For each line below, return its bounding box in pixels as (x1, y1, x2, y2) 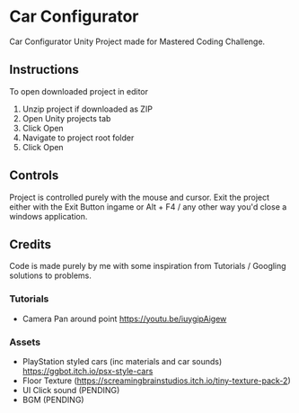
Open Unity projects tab (22, 112, 111, 123)
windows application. (9, 211, 88, 221)
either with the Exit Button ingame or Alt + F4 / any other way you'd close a (9, 201, 287, 212)
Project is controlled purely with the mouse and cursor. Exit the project (9, 192, 270, 202)
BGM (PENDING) (22, 394, 84, 405)
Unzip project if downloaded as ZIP (22, 103, 153, 114)
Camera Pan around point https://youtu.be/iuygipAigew (22, 313, 227, 324)
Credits (9, 237, 52, 252)
